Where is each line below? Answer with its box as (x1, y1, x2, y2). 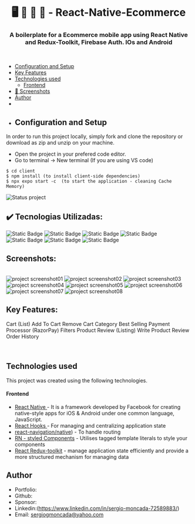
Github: (14, 492, 33, 499)
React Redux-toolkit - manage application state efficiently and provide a (14, 447, 189, 454)
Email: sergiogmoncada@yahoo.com (14, 510, 104, 518)
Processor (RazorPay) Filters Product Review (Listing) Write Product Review (6, 327, 190, 334)
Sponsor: (14, 498, 37, 505)
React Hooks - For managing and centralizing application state (14, 422, 166, 429)
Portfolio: (14, 486, 37, 493)
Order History (6, 332, 39, 340)
